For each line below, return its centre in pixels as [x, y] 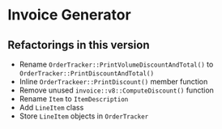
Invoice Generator [69, 15]
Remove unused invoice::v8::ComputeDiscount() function [116, 90]
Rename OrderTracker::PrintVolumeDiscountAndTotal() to [116, 64]
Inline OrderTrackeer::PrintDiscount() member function [113, 82]
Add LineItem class [51, 107]
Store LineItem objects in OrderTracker [84, 116]
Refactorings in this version [79, 45]
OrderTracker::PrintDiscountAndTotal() [87, 74]
